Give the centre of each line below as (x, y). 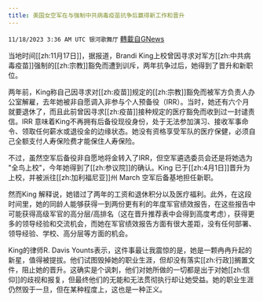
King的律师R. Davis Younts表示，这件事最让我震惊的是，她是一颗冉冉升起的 (130, 250)
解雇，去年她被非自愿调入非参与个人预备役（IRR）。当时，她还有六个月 (135, 101)
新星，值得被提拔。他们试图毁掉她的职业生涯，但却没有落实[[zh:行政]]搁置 (128, 259)
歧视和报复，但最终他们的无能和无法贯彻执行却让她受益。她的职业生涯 (141, 279)
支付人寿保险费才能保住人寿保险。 (84, 141)
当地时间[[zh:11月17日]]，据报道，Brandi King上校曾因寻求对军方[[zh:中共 (126, 55)
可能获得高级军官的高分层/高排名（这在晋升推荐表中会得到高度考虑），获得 (128, 214)
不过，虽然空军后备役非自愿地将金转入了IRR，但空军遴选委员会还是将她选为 (130, 157)
